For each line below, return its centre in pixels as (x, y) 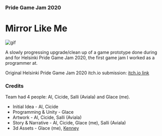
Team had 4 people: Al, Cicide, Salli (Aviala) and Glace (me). (68, 97)
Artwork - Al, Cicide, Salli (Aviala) (47, 117)
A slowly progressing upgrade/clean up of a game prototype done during (81, 52)
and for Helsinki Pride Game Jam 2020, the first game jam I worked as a (80, 58)
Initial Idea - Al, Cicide (35, 107)
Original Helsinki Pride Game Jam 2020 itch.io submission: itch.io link (77, 73)
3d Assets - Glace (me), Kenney (46, 128)
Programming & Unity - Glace (43, 112)
